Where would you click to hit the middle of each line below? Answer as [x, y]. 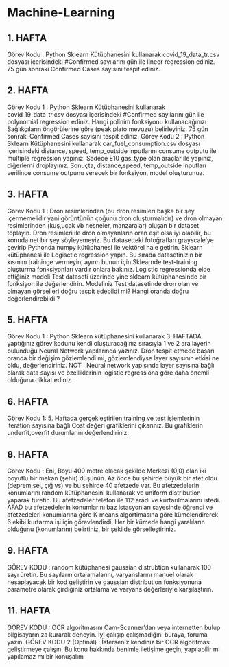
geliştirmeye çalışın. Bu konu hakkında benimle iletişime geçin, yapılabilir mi [114, 649]
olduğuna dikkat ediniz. [40, 380]
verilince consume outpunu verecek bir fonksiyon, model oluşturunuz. [106, 172]
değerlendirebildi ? [34, 298]
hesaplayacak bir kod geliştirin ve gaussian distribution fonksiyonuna [105, 582]
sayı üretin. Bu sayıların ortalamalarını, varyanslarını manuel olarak [100, 574]
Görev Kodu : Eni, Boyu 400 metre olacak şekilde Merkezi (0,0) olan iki [107, 471]
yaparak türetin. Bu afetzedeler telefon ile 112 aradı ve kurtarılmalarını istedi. [114, 500]
